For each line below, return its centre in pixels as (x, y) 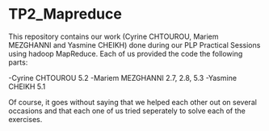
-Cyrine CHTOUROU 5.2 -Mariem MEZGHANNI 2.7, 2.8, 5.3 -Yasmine (122, 78)
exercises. (25, 119)
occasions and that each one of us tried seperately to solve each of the (127, 111)
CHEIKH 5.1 (27, 87)
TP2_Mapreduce (65, 14)
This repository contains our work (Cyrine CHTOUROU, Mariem (113, 36)
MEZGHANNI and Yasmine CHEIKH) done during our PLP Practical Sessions (134, 44)
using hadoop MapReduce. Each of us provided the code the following (126, 53)
